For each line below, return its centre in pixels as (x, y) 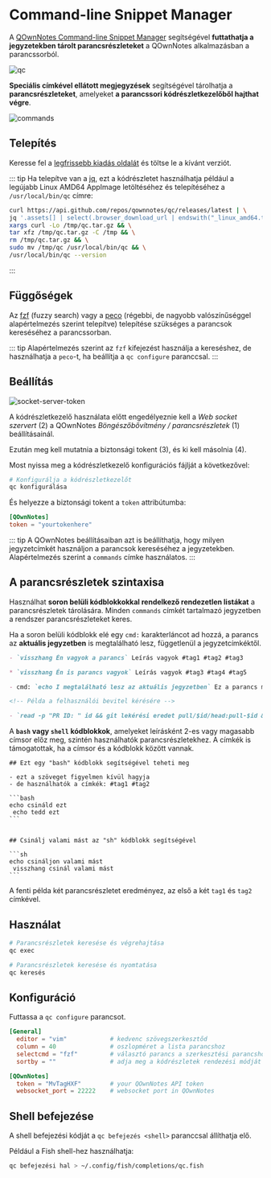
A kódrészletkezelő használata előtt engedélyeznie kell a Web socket (123, 417)
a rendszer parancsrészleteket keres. (71, 619)
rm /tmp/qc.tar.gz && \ (49, 240)
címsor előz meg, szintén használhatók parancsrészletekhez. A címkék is (130, 740)
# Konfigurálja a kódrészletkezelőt (70, 480)
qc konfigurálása (38, 487)
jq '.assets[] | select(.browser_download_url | (92, 218)
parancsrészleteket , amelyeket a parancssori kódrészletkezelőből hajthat (134, 93)
